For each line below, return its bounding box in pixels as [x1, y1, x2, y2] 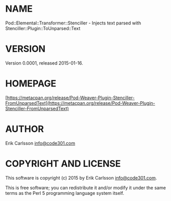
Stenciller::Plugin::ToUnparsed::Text [5, 25, 81, 31]
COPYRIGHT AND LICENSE [5, 158, 121, 169]
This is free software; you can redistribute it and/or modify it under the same [5, 184, 166, 191]
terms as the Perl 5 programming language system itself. [5, 190, 124, 196]
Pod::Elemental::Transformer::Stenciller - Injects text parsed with [5, 20, 141, 26]
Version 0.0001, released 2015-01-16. [5, 60, 83, 66]
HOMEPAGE [5, 78, 57, 90]
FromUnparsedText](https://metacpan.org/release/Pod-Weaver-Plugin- [5, 100, 156, 106]
